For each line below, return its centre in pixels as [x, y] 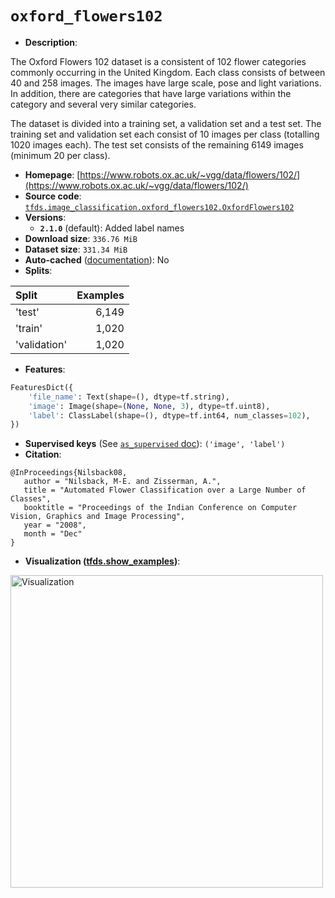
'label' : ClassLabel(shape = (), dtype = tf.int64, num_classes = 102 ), [169, 415]
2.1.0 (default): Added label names [112, 228]
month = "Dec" [53, 534]
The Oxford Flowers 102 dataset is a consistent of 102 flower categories [158, 61]
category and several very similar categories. [103, 104]
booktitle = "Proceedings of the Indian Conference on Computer [160, 508]
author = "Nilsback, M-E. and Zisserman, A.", [122, 482]
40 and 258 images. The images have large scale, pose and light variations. [166, 83]
